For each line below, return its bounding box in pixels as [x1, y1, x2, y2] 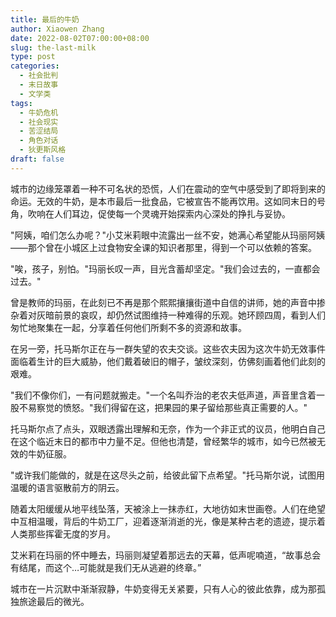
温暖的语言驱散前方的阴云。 [10, 481, 125, 493]
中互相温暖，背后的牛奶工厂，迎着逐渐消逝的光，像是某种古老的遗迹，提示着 [10, 515, 326, 527]
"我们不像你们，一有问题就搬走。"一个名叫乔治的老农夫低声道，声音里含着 [10, 389, 317, 401]
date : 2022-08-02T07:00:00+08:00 [10, 33, 150, 43]
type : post [10, 52, 56, 62]
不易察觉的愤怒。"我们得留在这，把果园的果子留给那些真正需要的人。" [18, 401, 308, 413]
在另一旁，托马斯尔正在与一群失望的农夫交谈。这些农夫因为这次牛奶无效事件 [10, 342, 326, 355]
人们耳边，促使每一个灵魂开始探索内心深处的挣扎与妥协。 [53, 207, 291, 220]
